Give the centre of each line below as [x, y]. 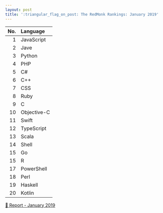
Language [33, 31]
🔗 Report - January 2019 [30, 205]
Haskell [29, 185]
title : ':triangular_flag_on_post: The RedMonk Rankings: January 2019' [82, 14]
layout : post [19, 10]
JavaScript [33, 39]
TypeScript [34, 128]
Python [29, 56]
